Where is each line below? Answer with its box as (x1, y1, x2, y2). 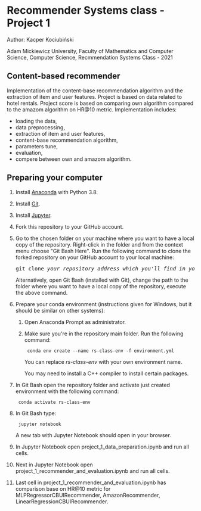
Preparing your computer (7, 173, 103, 183)
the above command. (15, 289, 68, 296)
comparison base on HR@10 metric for (15, 485, 111, 492)
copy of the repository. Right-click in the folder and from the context (15, 241, 184, 248)
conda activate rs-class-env (18, 399, 91, 405)
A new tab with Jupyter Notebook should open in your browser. (15, 431, 172, 438)
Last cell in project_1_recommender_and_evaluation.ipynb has (15, 479, 166, 486)
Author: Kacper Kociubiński (7, 36, 74, 43)
